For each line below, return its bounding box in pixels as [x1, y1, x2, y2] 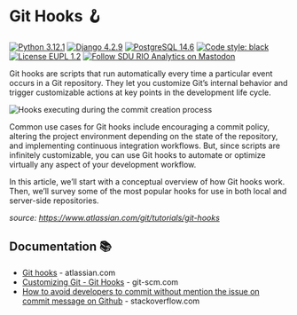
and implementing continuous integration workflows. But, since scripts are [9, 140, 281, 151]
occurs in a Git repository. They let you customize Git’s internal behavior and [9, 77, 288, 88]
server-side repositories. [9, 195, 99, 206]
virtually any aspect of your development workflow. [9, 159, 197, 169]
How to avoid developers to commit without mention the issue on [21, 286, 260, 296]
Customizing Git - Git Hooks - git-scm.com [21, 276, 179, 287]
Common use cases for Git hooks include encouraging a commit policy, [9, 121, 270, 132]
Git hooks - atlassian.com [21, 267, 116, 278]
